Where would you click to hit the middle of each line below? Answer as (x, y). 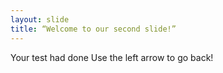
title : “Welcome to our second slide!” (93, 29)
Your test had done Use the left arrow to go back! (112, 57)
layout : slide (40, 19)
